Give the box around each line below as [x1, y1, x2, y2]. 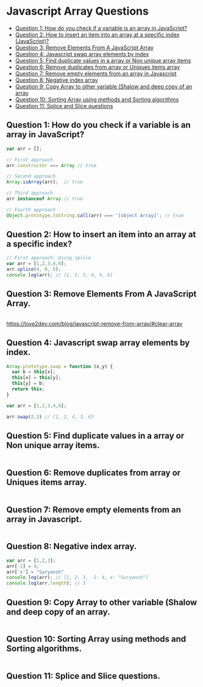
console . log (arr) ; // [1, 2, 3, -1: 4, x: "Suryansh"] [6, 575, 149, 581]
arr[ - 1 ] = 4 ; [6, 563, 40, 569]
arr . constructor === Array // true [6, 162, 97, 168]
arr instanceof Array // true [6, 196, 84, 202]
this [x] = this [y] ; [12, 375, 62, 381]
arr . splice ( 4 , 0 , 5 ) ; [6, 267, 62, 273]
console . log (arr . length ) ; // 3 [6, 580, 86, 586]
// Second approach [6, 173, 56, 179]
